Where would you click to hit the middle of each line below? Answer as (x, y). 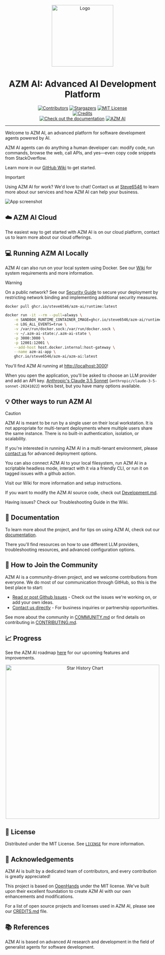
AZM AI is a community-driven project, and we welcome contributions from (81, 577)
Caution (13, 413)
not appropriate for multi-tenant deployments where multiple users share (79, 428)
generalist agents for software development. (50, 947)
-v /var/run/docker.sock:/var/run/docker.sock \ (65, 329)
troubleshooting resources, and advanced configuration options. (70, 550)
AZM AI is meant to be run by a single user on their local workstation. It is (79, 423)
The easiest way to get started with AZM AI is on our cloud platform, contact (82, 232)
